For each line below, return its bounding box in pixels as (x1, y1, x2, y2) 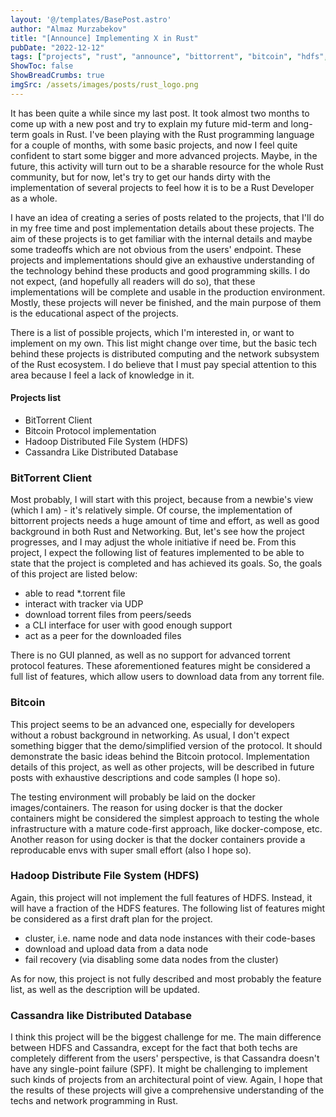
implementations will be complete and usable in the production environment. (10, 286, 326, 298)
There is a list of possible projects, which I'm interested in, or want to (10, 326, 295, 338)
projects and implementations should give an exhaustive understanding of (10, 254, 315, 266)
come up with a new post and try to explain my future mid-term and (10, 117, 289, 130)
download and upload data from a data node (24, 942, 209, 955)
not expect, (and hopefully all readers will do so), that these (10, 275, 256, 287)
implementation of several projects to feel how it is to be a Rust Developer (10, 181, 315, 193)
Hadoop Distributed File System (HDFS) (24, 435, 189, 447)
